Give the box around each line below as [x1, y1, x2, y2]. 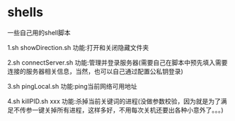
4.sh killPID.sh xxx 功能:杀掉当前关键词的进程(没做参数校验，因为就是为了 [7, 96, 221, 106]
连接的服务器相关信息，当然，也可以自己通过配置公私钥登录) [7, 67, 184, 75]
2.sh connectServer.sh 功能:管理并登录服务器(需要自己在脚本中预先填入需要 [7, 58, 228, 67]
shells [7, 4, 44, 20]
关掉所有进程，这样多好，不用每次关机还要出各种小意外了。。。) [44, 106, 224, 114]
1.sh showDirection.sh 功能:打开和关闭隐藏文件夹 [7, 43, 149, 51]
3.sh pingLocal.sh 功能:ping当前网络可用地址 [7, 82, 137, 90]
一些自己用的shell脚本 [7, 28, 71, 37]
